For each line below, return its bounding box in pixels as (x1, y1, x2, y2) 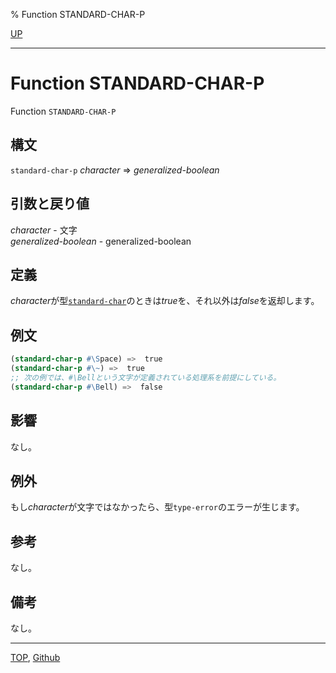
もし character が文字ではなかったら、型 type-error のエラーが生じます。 (10, 501, 305, 513)
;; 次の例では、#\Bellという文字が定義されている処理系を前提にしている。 (10, 372, 282, 383)
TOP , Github (10, 651, 61, 663)
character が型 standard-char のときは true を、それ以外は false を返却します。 (10, 295, 320, 307)
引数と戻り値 (10, 195, 90, 213)
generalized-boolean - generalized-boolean (10, 235, 192, 247)
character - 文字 (10, 224, 78, 236)
